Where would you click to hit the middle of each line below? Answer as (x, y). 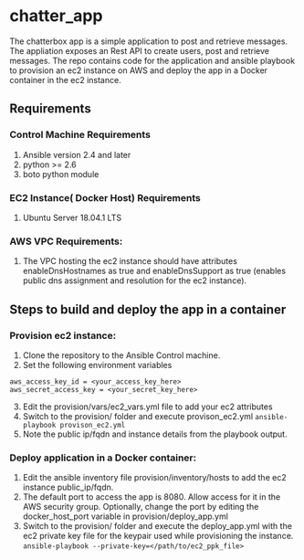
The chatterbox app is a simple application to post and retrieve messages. (149, 41)
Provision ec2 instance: (63, 335)
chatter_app (56, 16)
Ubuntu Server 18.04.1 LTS (72, 217)
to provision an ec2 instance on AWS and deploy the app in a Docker (138, 70)
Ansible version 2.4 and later (77, 154)
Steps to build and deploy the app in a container (148, 309)
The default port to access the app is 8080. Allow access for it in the (152, 497)
